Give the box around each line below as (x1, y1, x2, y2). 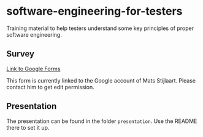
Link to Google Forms (6, 65, 61, 72)
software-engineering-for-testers (6, 4, 183, 18)
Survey (6, 49, 35, 59)
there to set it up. (6, 124, 50, 131)
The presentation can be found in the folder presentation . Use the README (6, 117, 197, 125)
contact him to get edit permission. (6, 83, 94, 91)
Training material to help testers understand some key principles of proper (6, 24, 194, 32)
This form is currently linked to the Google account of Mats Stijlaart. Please (6, 76, 196, 84)
